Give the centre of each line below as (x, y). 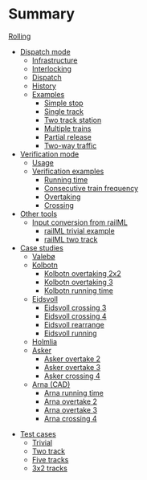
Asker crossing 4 (72, 376)
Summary (41, 14)
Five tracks (50, 459)
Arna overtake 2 (71, 401)
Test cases (38, 433)
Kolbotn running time (79, 291)
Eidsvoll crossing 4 (75, 316)
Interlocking (52, 68)
